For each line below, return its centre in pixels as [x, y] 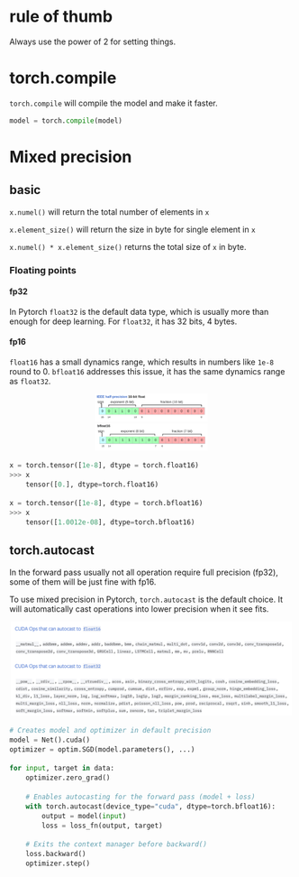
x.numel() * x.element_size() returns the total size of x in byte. [128, 246]
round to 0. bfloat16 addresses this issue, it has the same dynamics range [147, 372]
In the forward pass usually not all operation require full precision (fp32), [144, 572]
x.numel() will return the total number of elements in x [109, 212]
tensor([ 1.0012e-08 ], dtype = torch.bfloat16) [110, 522]
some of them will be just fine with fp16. [83, 582]
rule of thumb [61, 17]
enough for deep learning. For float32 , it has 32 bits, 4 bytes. [123, 321]
